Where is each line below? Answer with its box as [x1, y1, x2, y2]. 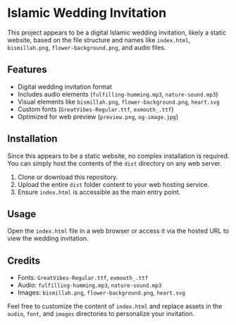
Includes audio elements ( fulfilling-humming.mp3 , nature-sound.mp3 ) [17, 90, 218, 98]
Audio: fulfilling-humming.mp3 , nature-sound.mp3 [17, 281, 162, 290]
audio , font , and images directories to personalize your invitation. [7, 309, 195, 318]
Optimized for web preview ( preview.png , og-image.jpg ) [17, 112, 179, 121]
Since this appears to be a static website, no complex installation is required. [7, 152, 230, 160]
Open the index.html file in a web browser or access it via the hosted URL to [7, 227, 230, 235]
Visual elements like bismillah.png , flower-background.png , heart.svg [17, 97, 220, 106]
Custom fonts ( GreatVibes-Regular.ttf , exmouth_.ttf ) [17, 104, 174, 114]
